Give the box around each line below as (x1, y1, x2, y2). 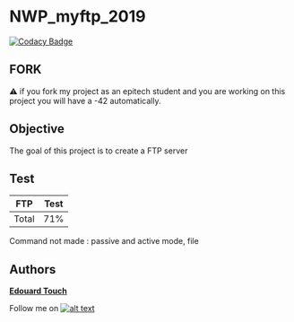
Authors (9, 262, 56, 277)
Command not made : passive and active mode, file (9, 236, 199, 247)
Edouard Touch (9, 285, 67, 297)
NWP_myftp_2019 (9, 6, 146, 27)
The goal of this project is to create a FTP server (9, 145, 188, 156)
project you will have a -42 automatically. (9, 95, 161, 106)
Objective (9, 121, 65, 136)
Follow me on (9, 303, 59, 314)
